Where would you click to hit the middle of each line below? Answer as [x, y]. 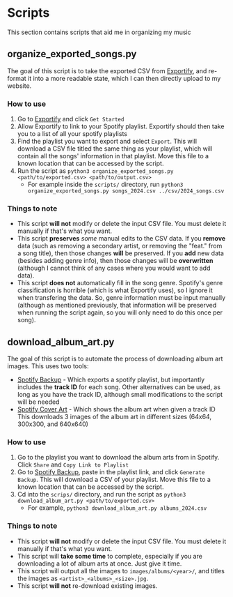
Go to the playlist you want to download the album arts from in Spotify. [118, 458]
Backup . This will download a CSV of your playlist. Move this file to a [114, 480]
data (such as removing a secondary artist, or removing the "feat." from [120, 246]
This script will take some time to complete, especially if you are [110, 556]
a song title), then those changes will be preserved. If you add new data [121, 253]
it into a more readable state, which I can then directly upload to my [124, 78]
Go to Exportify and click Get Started [71, 119]
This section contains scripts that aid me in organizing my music [99, 32]
